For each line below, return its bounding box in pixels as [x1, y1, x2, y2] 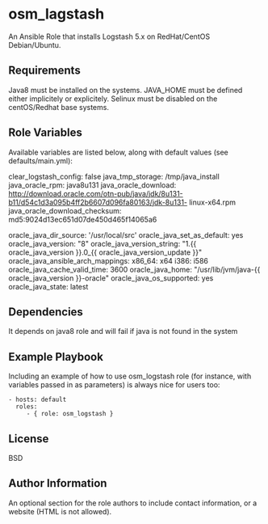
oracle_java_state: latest [8, 281, 89, 291]
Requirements [8, 64, 81, 78]
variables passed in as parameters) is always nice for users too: [8, 380, 220, 390]
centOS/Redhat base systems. [8, 102, 109, 112]
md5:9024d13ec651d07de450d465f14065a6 [8, 214, 157, 224]
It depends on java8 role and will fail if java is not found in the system [8, 327, 238, 336]
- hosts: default [8, 395, 67, 404]
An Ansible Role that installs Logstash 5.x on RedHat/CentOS [8, 32, 211, 41]
